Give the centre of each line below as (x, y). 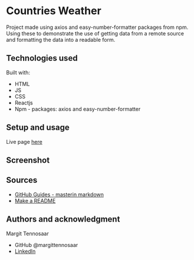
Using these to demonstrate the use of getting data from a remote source (95, 33)
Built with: (18, 73)
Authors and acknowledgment (63, 219)
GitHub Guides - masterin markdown (59, 194)
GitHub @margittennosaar (46, 245)
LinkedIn (25, 251)
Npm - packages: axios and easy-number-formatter (78, 109)
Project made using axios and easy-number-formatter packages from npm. (97, 27)
